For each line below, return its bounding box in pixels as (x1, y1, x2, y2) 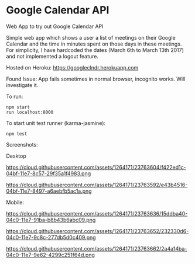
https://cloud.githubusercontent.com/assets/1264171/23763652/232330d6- (6, 227, 189, 234)
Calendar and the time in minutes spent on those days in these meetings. (6, 40, 182, 47)
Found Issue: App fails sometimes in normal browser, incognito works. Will (6, 75, 186, 82)
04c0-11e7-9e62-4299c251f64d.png (6, 251, 95, 258)
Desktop (6, 152, 26, 159)
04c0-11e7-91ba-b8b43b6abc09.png (6, 216, 96, 223)
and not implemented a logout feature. (6, 53, 98, 60)
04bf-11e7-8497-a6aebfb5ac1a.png (6, 187, 92, 194)
